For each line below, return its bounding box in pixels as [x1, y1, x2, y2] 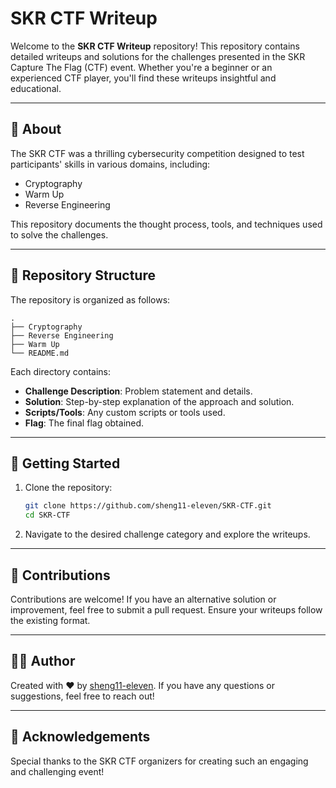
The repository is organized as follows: [10, 293, 171, 306]
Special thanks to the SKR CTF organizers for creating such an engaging [10, 755, 309, 767]
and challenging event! [10, 765, 105, 777]
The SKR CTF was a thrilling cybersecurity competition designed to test [10, 147, 305, 159]
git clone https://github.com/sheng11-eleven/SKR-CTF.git [24, 501, 272, 511]
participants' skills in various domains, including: [10, 158, 211, 170]
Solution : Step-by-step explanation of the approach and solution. [24, 395, 295, 407]
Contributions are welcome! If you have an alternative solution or [10, 593, 277, 605]
